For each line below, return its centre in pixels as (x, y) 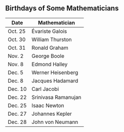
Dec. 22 (17, 97)
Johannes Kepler (52, 114)
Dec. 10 (17, 89)
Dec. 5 (16, 72)
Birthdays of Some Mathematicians (62, 8)
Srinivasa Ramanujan (57, 97)
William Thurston (52, 39)
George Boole (48, 56)
